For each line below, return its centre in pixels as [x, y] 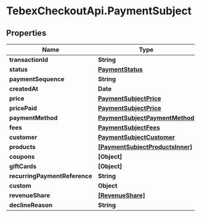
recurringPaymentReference [51, 176]
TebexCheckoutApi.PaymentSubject [99, 11]
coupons [22, 156]
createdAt [24, 89]
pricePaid [23, 108]
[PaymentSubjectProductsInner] [145, 147]
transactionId [29, 60]
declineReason [31, 205]
